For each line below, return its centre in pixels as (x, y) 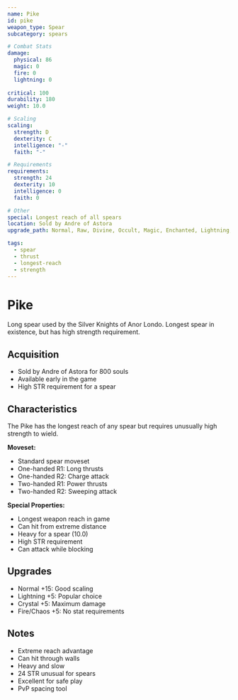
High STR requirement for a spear (67, 387)
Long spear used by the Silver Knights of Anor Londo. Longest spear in (111, 325)
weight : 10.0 (27, 106)
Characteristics (42, 409)
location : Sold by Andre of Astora (60, 224)
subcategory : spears (38, 34)
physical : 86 (33, 60)
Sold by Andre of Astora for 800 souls (73, 372)
